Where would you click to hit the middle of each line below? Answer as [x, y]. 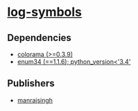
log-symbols [44, 12]
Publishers [31, 84]
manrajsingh [35, 100]
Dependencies [39, 38]
